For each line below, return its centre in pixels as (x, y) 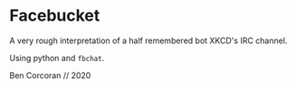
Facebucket (55, 16)
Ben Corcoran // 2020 (50, 75)
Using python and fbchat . (57, 58)
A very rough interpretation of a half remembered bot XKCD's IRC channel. (148, 40)
